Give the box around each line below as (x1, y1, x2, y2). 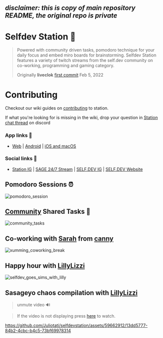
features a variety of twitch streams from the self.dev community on (16, 57, 153, 63)
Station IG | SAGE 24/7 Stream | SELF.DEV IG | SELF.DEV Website (12, 166, 143, 172)
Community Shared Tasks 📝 (5, 207, 91, 216)
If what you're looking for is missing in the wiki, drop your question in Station (5, 114, 158, 121)
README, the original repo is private (5, 12, 117, 20)
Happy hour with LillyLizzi (5, 262, 85, 270)
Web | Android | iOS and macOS (12, 143, 77, 149)
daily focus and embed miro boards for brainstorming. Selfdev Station (16, 52, 157, 58)
